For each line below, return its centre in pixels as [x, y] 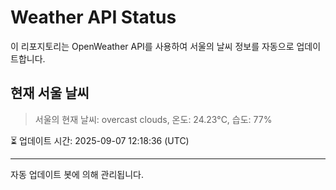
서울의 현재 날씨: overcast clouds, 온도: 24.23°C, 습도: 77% [153, 119]
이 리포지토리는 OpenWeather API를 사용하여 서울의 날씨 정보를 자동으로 [152, 46]
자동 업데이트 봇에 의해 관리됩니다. [77, 174]
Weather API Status [93, 17]
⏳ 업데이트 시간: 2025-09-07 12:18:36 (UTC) [100, 140]
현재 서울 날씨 [50, 93]
